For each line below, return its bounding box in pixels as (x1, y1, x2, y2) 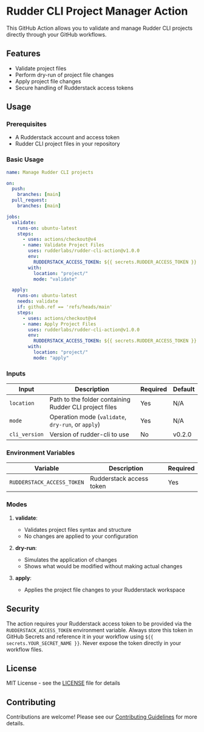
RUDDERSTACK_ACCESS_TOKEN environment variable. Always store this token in (6, 626, 193, 633)
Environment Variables (6, 448, 75, 457)
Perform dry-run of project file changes (15, 71, 114, 78)
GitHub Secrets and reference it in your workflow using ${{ (6, 633, 154, 640)
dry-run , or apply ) (49, 420, 101, 429)
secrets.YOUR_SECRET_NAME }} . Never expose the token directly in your (6, 639, 182, 646)
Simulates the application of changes (24, 556, 117, 563)
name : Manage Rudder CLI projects (6, 169, 94, 175)
